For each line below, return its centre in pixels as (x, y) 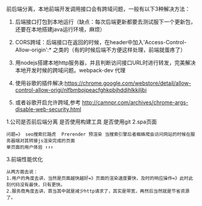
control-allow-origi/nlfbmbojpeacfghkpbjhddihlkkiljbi (81, 90)
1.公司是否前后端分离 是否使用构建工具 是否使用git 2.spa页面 (82, 122)
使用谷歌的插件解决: (40, 83)
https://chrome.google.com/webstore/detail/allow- (128, 83)
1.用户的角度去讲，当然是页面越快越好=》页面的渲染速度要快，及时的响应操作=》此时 (98, 178)
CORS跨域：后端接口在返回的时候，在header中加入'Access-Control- (101, 42)
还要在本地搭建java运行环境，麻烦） (60, 29)
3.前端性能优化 (25, 159)
